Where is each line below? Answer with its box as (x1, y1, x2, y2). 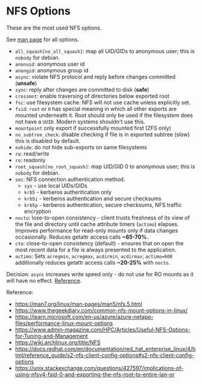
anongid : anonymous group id (14, 66, 89, 74)
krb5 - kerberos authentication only (24, 188, 112, 195)
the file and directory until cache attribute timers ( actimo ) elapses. (14, 220, 179, 227)
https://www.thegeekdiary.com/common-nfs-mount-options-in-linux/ (14, 306, 188, 314)
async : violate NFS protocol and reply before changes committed (14, 73, 176, 80)
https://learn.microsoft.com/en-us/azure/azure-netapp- (14, 313, 154, 320)
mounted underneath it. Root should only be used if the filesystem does (14, 112, 193, 119)
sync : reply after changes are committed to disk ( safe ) (14, 86, 150, 93)
